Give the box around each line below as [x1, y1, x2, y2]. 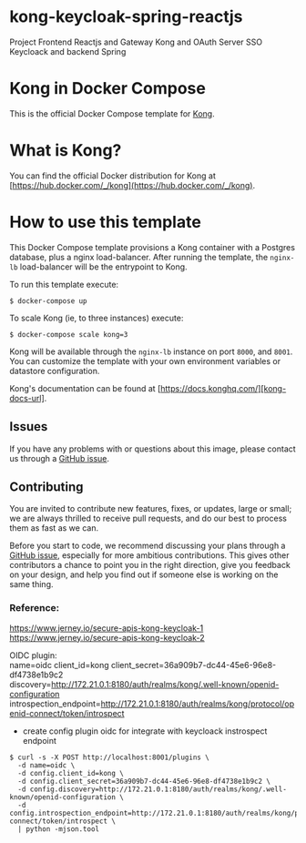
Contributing [9, 479, 84, 494]
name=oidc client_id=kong [9, 659, 109, 670]
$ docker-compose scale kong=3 [9, 330, 128, 339]
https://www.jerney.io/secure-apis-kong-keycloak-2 [9, 632, 205, 643]
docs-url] [9, 392, 46, 403]
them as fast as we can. [9, 523, 98, 533]
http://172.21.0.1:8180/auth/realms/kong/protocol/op [100, 698, 295, 709]
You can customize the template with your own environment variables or [9, 355, 280, 366]
